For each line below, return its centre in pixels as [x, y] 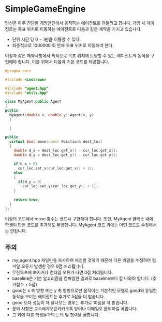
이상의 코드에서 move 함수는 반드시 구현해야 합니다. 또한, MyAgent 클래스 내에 [79, 218]
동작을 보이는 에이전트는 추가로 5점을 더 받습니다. [59, 296]
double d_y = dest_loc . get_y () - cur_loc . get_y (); [66, 155]
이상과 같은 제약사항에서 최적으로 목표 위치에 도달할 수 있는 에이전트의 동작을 [77, 55]
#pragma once [18, 71]
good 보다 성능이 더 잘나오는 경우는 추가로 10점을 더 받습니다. [70, 302]
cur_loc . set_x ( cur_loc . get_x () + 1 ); [56, 168]
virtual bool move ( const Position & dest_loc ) [56, 141]
